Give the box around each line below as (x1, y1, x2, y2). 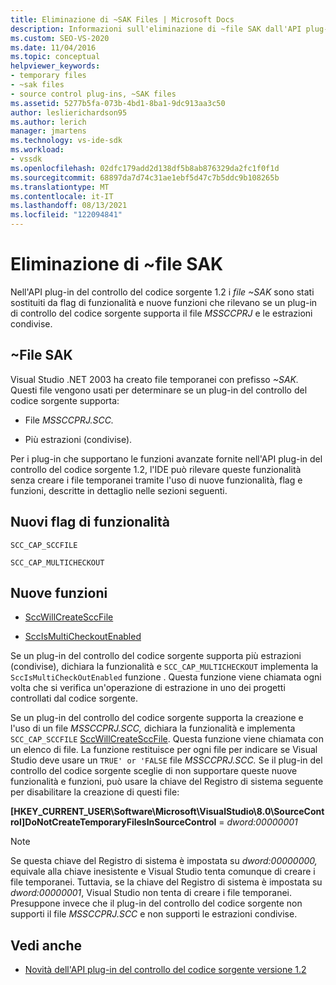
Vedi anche (10, 937, 83, 954)
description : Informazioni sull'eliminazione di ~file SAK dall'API (10, 24, 302, 34)
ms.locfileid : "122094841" (10, 210, 123, 220)
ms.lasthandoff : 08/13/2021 (10, 201, 128, 211)
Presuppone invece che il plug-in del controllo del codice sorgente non (10, 897, 303, 910)
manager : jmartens (10, 126, 87, 136)
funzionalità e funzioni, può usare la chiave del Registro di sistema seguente (10, 776, 324, 788)
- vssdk (10, 154, 43, 164)
